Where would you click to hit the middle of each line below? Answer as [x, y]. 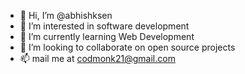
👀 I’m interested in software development [104, 26]
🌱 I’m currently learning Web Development [107, 36]
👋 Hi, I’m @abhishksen [66, 15]
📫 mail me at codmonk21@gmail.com [97, 58]
